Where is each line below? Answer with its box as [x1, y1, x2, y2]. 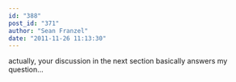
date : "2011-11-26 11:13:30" [8, 34, 107, 43]
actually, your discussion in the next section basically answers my [8, 56, 228, 66]
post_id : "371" [8, 19, 60, 27]
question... [8, 65, 44, 75]
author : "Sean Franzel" [8, 27, 89, 35]
